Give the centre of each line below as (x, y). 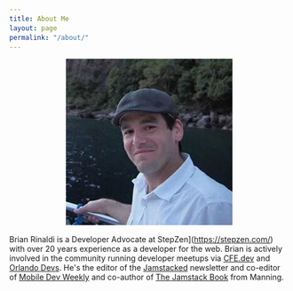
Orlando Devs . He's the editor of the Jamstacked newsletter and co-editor (145, 268)
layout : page (33, 28)
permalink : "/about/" (49, 37)
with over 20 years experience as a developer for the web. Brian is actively (146, 249)
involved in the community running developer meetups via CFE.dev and (140, 258)
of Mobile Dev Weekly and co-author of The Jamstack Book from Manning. (146, 277)
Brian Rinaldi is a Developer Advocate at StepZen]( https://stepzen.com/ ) (141, 240)
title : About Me (39, 19)
